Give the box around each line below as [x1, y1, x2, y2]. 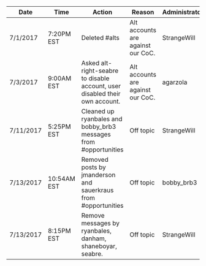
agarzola [162, 78, 188, 86]
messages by [81, 219, 120, 227]
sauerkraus [81, 186, 114, 194]
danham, [81, 234, 107, 243]
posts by [81, 163, 106, 171]
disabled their [81, 89, 121, 97]
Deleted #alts [81, 34, 120, 42]
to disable [81, 74, 110, 82]
